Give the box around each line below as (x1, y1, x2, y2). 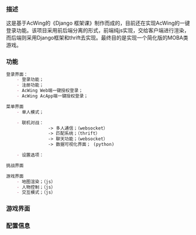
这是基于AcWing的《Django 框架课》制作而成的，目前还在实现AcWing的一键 (6, 19, 190, 27)
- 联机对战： (16, 120, 44, 125)
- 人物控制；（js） (16, 184, 56, 190)
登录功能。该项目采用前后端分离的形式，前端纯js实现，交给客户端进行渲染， (6, 27, 190, 34)
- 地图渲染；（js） (16, 179, 56, 185)
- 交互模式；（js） (16, 189, 56, 196)
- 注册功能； (16, 82, 44, 88)
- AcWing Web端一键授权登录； (16, 88, 83, 94)
